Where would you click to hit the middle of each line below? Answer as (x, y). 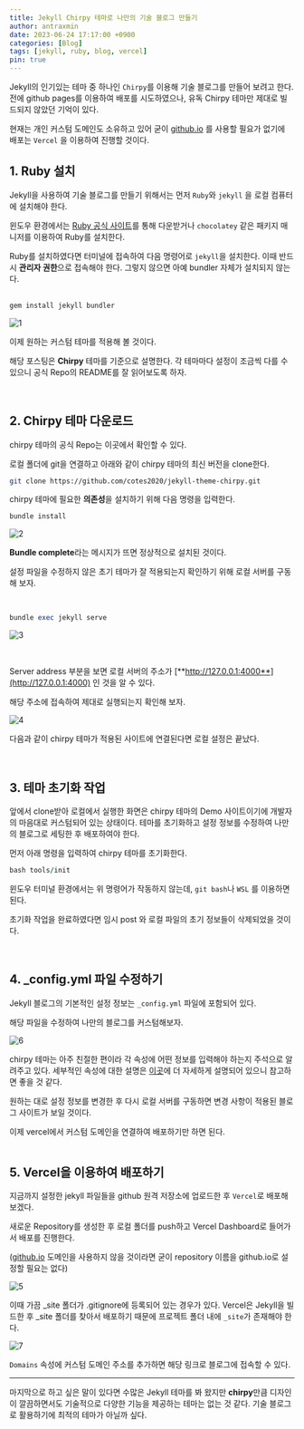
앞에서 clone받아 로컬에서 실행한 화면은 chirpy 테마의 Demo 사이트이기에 (139, 811)
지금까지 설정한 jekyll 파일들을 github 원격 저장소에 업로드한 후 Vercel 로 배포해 (149, 1196)
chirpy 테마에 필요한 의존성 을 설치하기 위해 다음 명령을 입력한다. (122, 499)
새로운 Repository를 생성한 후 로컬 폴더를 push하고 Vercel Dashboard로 (138, 1226)
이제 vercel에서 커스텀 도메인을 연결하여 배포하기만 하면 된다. (118, 1131)
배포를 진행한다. (47, 1238)
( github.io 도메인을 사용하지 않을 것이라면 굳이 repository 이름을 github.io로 (144, 1257)
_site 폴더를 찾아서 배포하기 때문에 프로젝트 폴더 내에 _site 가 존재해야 (159, 1317)
